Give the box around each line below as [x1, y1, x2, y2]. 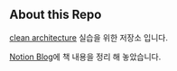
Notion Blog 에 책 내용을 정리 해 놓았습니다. [9, 51, 162, 62]
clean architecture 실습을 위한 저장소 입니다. [9, 31, 169, 43]
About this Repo [9, 7, 102, 22]
